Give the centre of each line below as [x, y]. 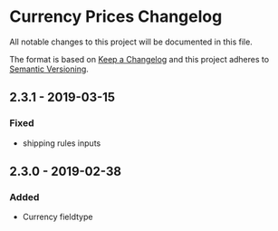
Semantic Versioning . [49, 69]
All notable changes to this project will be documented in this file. [131, 42]
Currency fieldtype [58, 217]
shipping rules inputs [62, 143]
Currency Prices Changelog [116, 17]
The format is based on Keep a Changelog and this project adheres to [139, 59]
